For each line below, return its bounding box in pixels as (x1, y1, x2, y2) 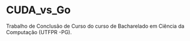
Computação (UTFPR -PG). (6, 28, 72, 35)
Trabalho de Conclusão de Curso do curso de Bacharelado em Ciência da (6, 23, 185, 29)
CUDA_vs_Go (6, 3, 71, 17)
